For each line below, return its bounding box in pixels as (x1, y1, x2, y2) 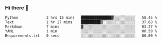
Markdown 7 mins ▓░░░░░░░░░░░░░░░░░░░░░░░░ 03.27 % (5, 24, 158, 29)
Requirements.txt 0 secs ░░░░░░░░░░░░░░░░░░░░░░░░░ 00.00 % (5, 33, 158, 38)
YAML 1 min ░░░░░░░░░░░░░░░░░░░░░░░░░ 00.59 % (5, 29, 158, 33)
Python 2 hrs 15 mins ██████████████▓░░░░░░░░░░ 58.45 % (5, 15, 158, 20)
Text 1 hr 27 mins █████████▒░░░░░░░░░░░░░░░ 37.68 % (5, 20, 158, 25)
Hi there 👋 (5, 4, 29, 11)
